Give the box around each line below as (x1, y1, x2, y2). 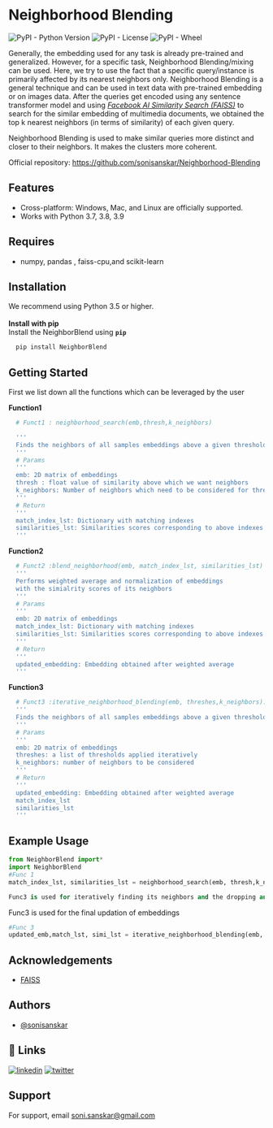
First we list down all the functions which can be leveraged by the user (8, 388, 245, 397)
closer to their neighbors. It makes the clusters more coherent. (8, 141, 218, 151)
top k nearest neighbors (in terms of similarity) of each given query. (8, 117, 235, 127)
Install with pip (8, 319, 59, 328)
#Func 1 (8, 870, 35, 879)
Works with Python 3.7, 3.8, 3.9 (19, 211, 124, 221)
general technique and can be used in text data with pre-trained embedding (8, 83, 262, 93)
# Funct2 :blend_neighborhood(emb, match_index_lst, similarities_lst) (15, 562, 264, 571)
